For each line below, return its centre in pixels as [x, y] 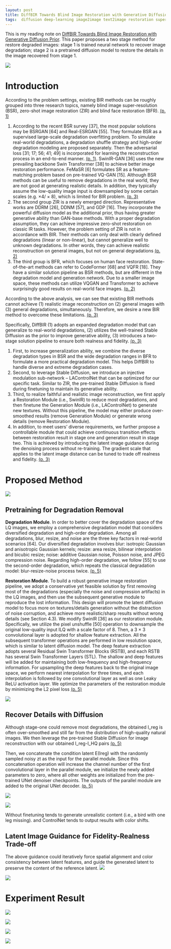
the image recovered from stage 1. [41, 56]
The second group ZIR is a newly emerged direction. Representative [84, 202]
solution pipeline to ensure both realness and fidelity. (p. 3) [80, 341]
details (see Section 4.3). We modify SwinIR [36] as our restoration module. [84, 619]
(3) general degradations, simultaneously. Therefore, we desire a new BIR [82, 310]
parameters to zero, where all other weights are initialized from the [75, 775]
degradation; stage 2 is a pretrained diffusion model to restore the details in [84, 50]
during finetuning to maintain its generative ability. [65, 389]
